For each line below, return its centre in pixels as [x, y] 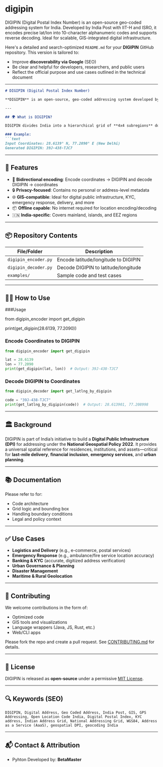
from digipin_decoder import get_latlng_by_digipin [58, 392]
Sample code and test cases [89, 276]
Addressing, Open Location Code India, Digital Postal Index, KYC [73, 717]
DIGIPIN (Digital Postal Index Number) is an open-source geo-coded [73, 22]
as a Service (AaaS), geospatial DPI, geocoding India [62, 725]
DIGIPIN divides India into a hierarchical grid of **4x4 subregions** [79, 126]
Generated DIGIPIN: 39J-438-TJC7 [39, 148]
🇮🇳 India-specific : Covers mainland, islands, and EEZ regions [74, 215]
